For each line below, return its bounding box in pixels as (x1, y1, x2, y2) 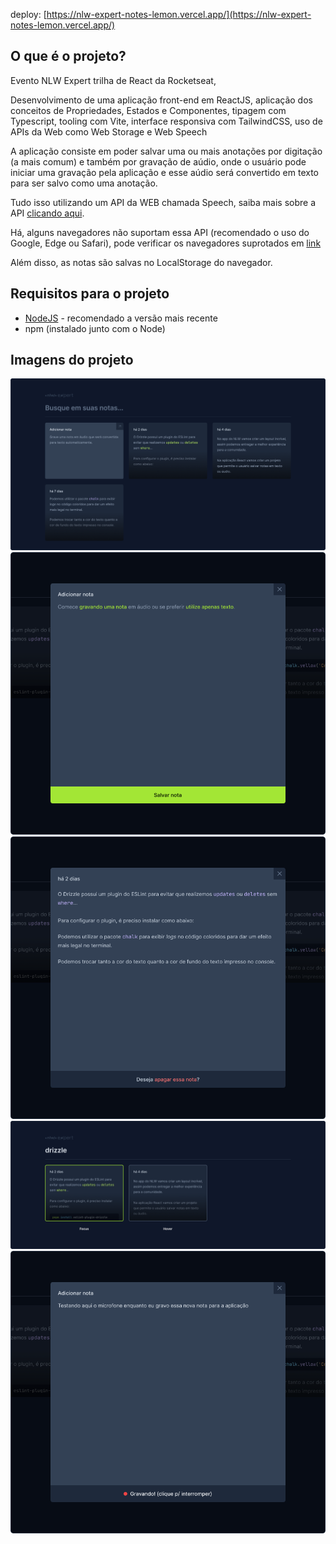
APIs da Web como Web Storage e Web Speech (10, 125, 208, 138)
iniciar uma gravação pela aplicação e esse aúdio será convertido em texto (10, 166, 320, 178)
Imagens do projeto (10, 352, 134, 369)
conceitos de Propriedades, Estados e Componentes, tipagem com (10, 104, 287, 116)
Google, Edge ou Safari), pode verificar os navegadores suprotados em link (10, 237, 322, 249)
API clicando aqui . (10, 207, 85, 219)
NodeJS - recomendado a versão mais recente (24, 312, 218, 324)
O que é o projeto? (10, 48, 127, 65)
